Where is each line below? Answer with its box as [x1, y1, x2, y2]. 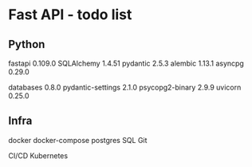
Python [8, 38, 45, 51]
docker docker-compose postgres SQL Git [8, 135, 148, 145]
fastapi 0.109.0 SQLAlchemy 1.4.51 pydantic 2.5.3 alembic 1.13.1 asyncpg [8, 58, 245, 68]
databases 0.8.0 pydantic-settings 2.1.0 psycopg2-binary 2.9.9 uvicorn [8, 82, 242, 92]
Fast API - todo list [8, 6, 132, 24]
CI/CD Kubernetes [8, 150, 69, 161]
